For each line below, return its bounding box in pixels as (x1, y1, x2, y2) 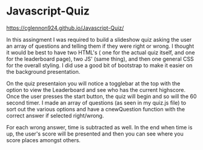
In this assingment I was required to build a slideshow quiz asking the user (6, 36, 192, 43)
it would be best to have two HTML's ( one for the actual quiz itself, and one (6, 48, 195, 56)
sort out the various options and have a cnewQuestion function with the (6, 105, 185, 112)
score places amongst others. (6, 136, 81, 143)
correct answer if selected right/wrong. (6, 112, 104, 119)
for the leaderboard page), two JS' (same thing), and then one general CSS (6, 55, 194, 62)
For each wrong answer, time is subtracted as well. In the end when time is (6, 123, 193, 131)
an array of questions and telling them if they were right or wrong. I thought (6, 42, 195, 50)
